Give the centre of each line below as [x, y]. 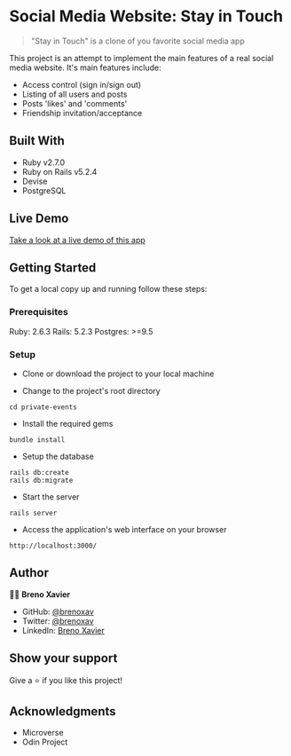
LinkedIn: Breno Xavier [63, 630]
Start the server [51, 496]
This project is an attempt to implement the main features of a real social [142, 58]
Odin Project [45, 742]
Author [29, 573]
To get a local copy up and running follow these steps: [108, 289]
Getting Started [53, 268]
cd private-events [43, 407]
